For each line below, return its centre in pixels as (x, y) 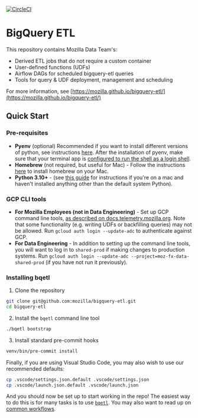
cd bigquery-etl (26, 307)
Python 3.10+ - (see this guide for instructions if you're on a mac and (99, 177)
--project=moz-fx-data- (160, 256)
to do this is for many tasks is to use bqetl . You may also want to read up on (99, 403)
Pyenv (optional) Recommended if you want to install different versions (101, 146)
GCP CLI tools (26, 199)
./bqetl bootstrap (29, 329)
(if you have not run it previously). (87, 262)
